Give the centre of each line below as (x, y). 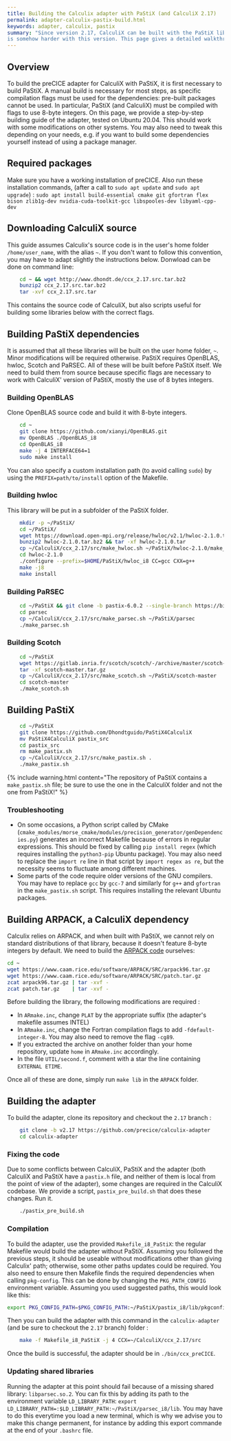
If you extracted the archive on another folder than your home (104, 1045)
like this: (19, 1295)
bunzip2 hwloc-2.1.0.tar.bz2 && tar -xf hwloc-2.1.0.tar (103, 542)
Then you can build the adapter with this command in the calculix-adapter (113, 1321)
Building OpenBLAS (41, 397)
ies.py (26, 840)
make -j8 (32, 568)
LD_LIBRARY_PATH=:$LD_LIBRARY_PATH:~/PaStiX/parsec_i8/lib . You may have (115, 1408)
